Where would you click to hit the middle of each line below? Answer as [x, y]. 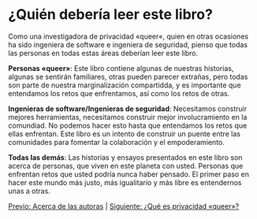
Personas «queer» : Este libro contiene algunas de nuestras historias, [121, 68]
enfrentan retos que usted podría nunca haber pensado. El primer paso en [129, 174]
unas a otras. [30, 191]
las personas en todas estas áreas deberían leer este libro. [103, 53]
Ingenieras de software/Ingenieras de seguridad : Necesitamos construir [127, 109]
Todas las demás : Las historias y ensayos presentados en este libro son [125, 157]
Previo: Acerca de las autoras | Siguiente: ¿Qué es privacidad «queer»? [124, 206]
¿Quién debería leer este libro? [110, 15]
